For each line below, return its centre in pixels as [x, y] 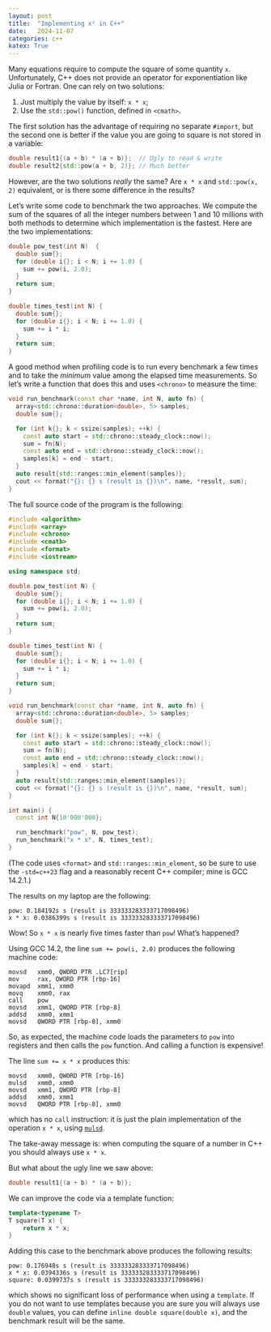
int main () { [30, 810]
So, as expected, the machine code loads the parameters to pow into [121, 1036]
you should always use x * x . [57, 1152]
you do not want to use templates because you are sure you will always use [134, 1304]
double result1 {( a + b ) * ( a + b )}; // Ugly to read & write [115, 159]
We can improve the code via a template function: [91, 1198]
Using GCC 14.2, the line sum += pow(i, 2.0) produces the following [122, 948]
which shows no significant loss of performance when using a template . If [131, 1295]
